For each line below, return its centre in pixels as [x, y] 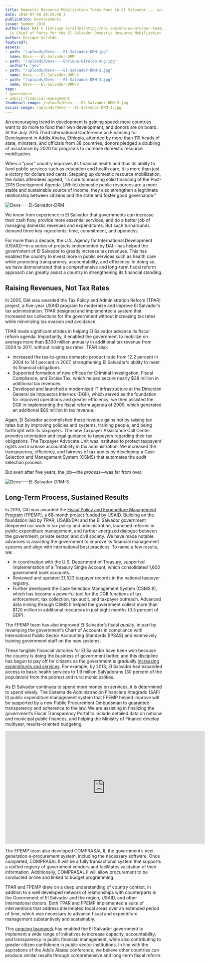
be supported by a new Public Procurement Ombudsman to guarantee [77, 703]
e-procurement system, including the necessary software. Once [94, 856]
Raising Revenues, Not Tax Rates [57, 288]
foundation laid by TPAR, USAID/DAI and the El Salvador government [76, 520]
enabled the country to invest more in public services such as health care [81, 256]
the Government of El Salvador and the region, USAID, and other [71, 897]
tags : [11, 89]
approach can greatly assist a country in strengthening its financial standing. [84, 272]
